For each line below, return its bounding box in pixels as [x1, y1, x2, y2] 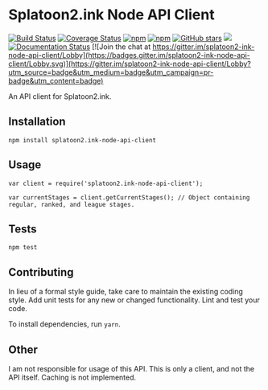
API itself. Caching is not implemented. [8, 372, 137, 382]
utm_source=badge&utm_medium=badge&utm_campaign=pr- [8, 67, 214, 77]
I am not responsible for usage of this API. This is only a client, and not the [8, 364, 255, 373]
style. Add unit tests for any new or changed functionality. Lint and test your [8, 295, 260, 305]
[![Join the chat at [92, 42, 151, 51]
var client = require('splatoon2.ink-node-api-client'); [8, 179, 204, 187]
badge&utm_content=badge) [8, 76, 104, 85]
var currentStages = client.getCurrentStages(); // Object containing [8, 193, 250, 202]
